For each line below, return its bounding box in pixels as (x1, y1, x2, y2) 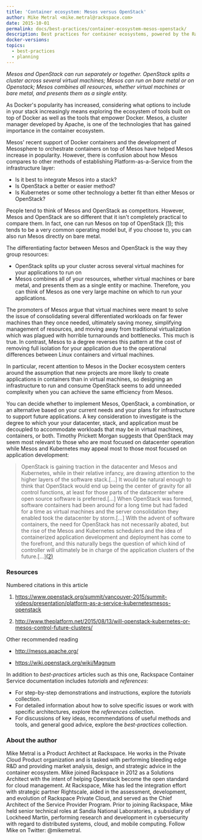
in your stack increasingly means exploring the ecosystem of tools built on (6, 107, 191, 115)
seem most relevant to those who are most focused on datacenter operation (6, 438, 195, 445)
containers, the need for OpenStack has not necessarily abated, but (20, 520, 189, 528)
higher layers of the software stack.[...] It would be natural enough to (20, 476, 192, 483)
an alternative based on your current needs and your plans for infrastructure (6, 406, 195, 413)
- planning (11, 54, 39, 60)
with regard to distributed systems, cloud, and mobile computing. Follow (6, 820, 185, 827)
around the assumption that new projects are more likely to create (6, 369, 170, 376)
